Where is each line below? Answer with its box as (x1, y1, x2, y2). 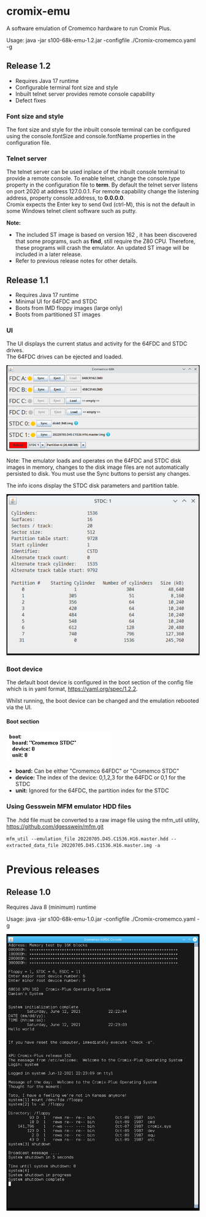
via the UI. (6, 704, 32, 711)
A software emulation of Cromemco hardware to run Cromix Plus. (6, 25, 172, 32)
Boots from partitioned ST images (15, 311, 101, 319)
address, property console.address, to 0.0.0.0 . (6, 195, 125, 202)
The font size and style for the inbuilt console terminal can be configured (6, 126, 191, 133)
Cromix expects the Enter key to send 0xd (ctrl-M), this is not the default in (6, 201, 195, 208)
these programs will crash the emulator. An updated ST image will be (15, 244, 189, 252)
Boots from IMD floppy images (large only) (15, 304, 123, 312)
